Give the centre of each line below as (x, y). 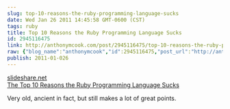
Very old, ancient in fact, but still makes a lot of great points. (92, 98)
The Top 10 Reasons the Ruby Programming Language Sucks (93, 85)
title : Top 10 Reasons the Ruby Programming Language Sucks (95, 33)
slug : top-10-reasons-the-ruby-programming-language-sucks (93, 13)
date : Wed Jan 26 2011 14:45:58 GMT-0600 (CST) (76, 20)
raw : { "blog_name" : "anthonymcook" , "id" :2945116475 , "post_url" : (99, 52)
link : (15, 45)
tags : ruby (23, 26)
